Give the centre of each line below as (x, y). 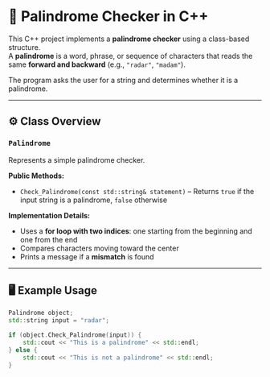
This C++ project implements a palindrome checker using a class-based (129, 39)
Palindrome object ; (41, 313)
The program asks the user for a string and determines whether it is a (123, 80)
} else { (23, 350)
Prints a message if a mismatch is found (87, 256)
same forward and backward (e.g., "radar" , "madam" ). (97, 64)
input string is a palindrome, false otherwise (93, 200)
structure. (25, 47)
